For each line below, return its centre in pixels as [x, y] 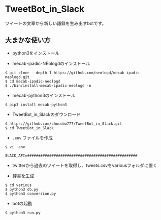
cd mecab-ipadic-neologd [35, 81]
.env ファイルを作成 [32, 137]
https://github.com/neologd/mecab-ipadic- [97, 73]
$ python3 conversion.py [31, 193]
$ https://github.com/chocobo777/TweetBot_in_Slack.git [64, 124]
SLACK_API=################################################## [71, 156]
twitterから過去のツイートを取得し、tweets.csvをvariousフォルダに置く [85, 165]
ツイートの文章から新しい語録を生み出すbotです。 [56, 23]
